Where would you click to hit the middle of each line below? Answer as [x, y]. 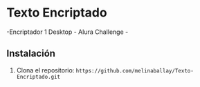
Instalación [31, 54]
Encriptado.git [38, 77]
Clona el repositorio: [45, 70]
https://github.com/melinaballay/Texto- [135, 70]
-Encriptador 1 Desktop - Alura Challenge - [67, 32]
